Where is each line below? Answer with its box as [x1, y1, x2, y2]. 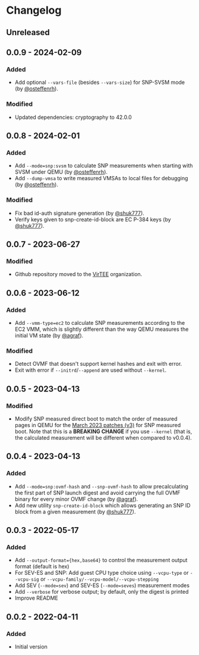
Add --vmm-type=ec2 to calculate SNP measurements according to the [14, 319, 185, 326]
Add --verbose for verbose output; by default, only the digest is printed [14, 588, 189, 596]
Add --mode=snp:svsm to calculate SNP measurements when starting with [14, 162, 193, 170]
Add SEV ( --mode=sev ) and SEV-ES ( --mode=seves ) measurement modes [14, 582, 190, 589]
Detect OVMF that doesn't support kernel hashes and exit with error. [14, 361, 182, 368]
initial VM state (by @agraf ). [14, 331, 84, 339]
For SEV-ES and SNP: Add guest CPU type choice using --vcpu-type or [14, 569, 189, 576]
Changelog [6, 4, 62, 17]
